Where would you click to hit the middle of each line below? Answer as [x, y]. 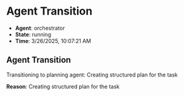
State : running [33, 34]
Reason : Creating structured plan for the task [63, 86]
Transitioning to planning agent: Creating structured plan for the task [92, 75]
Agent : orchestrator [40, 28]
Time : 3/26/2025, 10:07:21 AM [53, 41]
